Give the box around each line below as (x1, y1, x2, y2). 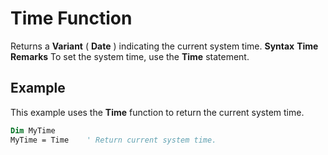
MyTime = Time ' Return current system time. (10, 135, 217, 145)
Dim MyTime (10, 125, 56, 136)
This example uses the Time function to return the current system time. (10, 106, 305, 118)
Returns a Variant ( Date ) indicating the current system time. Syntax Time (10, 40, 319, 52)
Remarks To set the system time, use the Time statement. (10, 50, 250, 62)
